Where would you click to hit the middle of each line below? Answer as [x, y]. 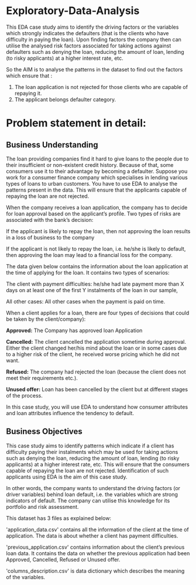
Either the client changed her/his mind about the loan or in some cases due [97, 348]
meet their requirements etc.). [42, 378]
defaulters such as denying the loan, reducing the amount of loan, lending [95, 52]
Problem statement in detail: [76, 123]
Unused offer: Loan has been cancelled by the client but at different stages [97, 389]
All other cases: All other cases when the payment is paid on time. [86, 301]
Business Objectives [44, 432]
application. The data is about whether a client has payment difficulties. [92, 536]
